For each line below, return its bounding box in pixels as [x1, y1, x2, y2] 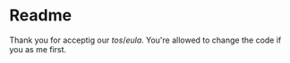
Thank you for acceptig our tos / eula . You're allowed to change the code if [9, 35, 282, 45]
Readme [9, 5, 72, 26]
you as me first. [9, 43, 67, 54]
